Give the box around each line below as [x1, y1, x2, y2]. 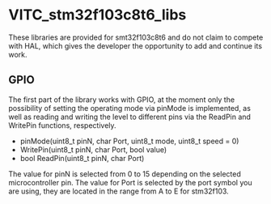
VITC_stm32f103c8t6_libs [8, 6, 187, 24]
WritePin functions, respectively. [8, 120, 116, 130]
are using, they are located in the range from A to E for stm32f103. [8, 186, 229, 196]
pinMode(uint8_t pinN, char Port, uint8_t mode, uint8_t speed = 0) [19, 136, 239, 146]
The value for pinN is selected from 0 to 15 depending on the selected [8, 168, 241, 179]
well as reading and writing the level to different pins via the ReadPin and [8, 112, 251, 121]
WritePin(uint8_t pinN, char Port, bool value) [19, 144, 167, 155]
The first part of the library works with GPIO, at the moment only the [8, 95, 235, 104]
